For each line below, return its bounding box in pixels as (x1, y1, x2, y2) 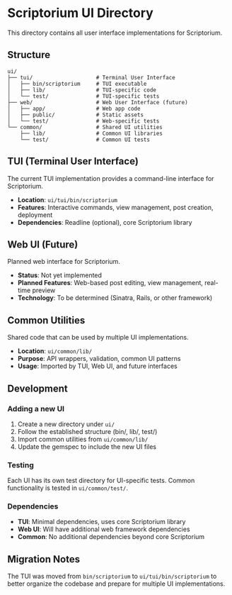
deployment (17, 211, 53, 219)
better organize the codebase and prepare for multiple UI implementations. (7, 579, 226, 588)
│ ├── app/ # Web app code (7, 105, 141, 112)
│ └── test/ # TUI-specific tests (7, 92, 160, 100)
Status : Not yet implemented (17, 271, 103, 279)
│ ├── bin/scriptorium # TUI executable (7, 80, 147, 87)
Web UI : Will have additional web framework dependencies (17, 525, 190, 533)
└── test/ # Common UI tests (20, 136, 151, 143)
